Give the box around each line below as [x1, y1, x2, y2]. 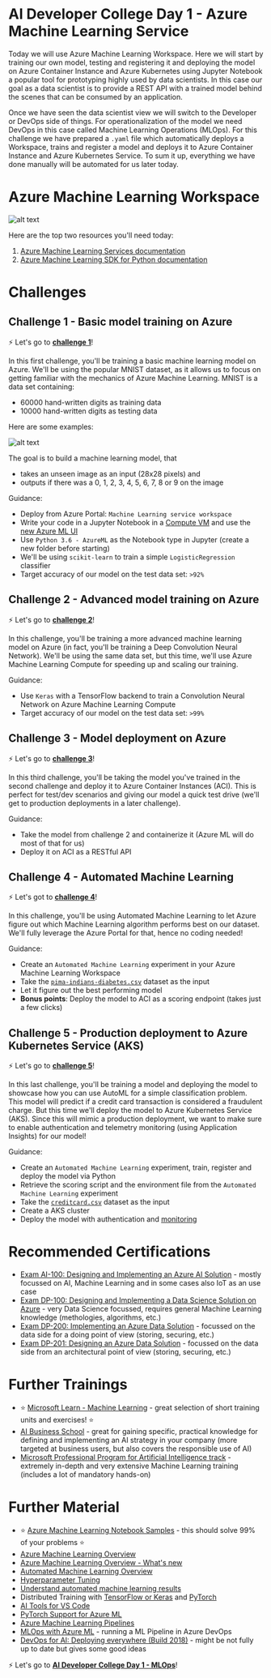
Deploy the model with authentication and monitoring [19, 1214, 197, 1224]
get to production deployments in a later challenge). [8, 798, 181, 807]
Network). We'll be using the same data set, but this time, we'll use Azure [8, 650, 252, 661]
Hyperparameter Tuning [19, 1574, 101, 1585]
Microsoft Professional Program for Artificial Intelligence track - [19, 1453, 232, 1462]
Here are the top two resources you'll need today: [8, 230, 174, 240]
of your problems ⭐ [19, 1537, 85, 1547]
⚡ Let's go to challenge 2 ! [8, 614, 95, 624]
